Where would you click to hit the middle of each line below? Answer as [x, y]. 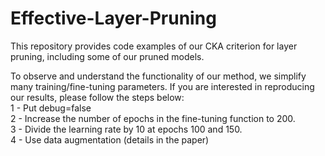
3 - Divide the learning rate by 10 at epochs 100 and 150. [126, 129]
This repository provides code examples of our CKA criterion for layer [154, 46]
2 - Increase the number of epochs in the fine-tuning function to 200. [153, 118]
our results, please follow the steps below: [97, 97]
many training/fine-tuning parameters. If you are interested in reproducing [162, 86]
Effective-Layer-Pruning [113, 18]
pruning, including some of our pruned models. [107, 56]
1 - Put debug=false [51, 108]
